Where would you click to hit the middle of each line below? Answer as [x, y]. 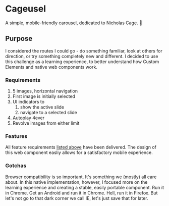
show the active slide [42, 107]
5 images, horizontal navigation [45, 91]
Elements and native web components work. [51, 67]
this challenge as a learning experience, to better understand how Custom [82, 62]
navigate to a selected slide [48, 113]
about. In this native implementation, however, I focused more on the [76, 182]
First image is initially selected [44, 96]
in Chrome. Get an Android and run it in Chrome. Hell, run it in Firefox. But [81, 193]
